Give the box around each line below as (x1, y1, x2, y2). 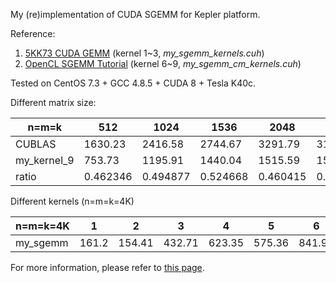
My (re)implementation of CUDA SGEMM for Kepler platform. (10, 9, 261, 20)
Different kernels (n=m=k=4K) (10, 195, 135, 207)
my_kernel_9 (15, 154, 75, 167)
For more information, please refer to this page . (10, 262, 205, 273)
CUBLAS (15, 137, 57, 151)
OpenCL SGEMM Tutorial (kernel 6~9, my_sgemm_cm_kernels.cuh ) (24, 58, 302, 69)
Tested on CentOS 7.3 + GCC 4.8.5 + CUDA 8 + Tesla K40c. (10, 77, 257, 89)
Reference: (10, 28, 56, 39)
